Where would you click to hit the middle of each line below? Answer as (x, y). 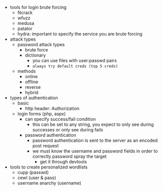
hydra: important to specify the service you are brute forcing (80, 34)
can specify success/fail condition (60, 119)
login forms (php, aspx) (42, 114)
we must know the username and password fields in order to (95, 151)
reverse (33, 87)
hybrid (32, 92)
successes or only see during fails (68, 130)
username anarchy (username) (49, 183)
